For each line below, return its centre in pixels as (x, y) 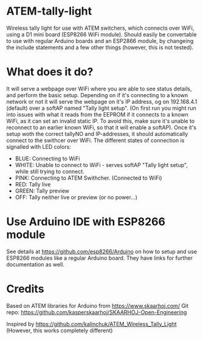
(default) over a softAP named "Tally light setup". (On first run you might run (101, 108)
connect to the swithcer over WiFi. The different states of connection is (95, 140)
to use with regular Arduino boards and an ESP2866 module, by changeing (100, 41)
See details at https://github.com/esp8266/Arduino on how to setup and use (102, 251)
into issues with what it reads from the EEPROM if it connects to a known (97, 114)
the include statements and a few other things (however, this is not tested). (100, 47)
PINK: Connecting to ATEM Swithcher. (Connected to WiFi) (88, 178)
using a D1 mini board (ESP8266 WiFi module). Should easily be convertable (101, 34)
